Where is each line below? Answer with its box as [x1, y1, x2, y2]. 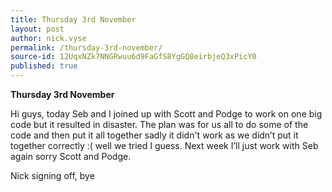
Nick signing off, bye [10, 170, 95, 181]
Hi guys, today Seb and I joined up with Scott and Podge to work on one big [10, 108, 323, 120]
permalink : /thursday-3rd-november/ [10, 42, 163, 53]
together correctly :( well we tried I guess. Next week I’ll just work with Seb [10, 140, 319, 151]
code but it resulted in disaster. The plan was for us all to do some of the [10, 119, 309, 130]
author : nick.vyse [10, 33, 87, 43]
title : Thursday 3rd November [10, 14, 137, 25]
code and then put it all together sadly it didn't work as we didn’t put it [10, 129, 299, 141]
